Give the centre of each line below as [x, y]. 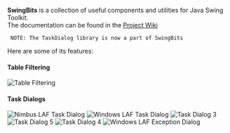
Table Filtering [29, 67]
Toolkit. [18, 18]
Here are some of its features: [50, 51]
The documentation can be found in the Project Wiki [82, 25]
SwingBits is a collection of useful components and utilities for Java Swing [115, 10]
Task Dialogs [26, 99]
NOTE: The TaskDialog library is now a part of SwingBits [97, 38]
